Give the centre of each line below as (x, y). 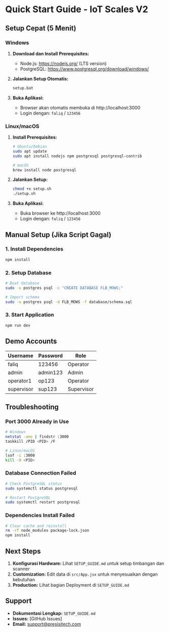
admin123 (51, 372)
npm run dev (18, 325)
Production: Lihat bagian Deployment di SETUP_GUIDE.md (71, 585)
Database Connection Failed (41, 473)
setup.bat (23, 88)
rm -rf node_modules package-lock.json (47, 531)
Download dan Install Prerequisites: (51, 53)
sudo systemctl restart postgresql (43, 502)
